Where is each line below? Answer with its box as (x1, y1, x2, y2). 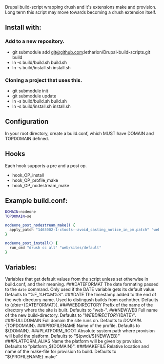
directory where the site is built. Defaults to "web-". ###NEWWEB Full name (5, 307, 158, 313)
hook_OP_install (12, 172, 44, 178)
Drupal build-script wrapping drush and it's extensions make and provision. (5, 4, 157, 10)
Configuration (5, 117, 49, 126)
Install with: (5, 23, 41, 32)
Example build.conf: (5, 197, 68, 205)
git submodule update (12, 93, 57, 99)
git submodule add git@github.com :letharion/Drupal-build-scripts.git (12, 49, 150, 55)
